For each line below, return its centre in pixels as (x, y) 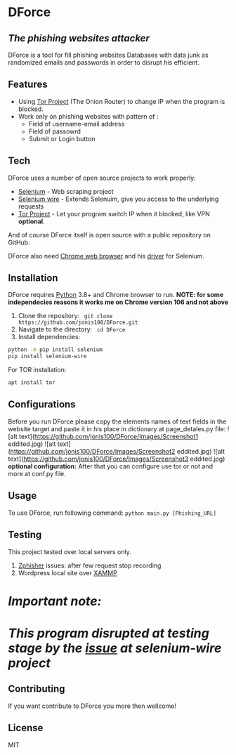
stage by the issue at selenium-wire (115, 648)
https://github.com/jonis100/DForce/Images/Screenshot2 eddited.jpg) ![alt (118, 451)
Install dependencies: (49, 337)
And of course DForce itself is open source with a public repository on (110, 235)
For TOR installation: (37, 370)
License (26, 728)
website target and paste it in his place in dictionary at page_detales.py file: (117, 428)
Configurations (42, 405)
